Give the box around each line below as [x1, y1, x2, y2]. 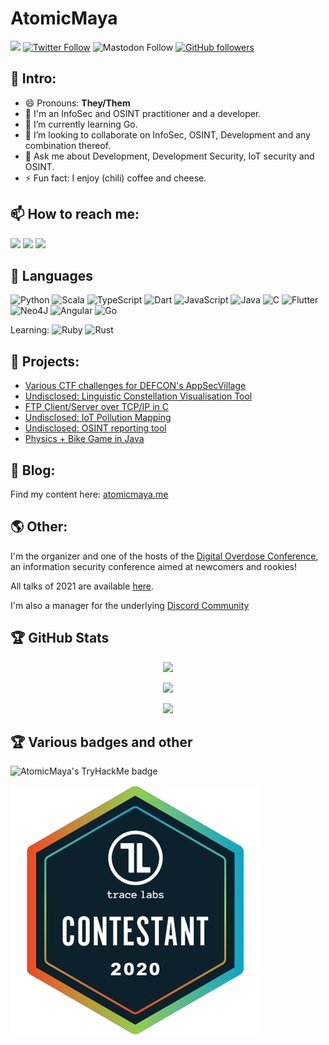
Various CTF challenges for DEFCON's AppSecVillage [24, 380, 247, 392]
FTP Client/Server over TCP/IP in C [24, 401, 170, 413]
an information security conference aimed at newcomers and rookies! [10, 560, 298, 572]
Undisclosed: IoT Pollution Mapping [24, 412, 172, 424]
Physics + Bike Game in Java [24, 433, 145, 445]
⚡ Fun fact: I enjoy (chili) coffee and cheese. [24, 172, 207, 184]
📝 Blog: [10, 462, 56, 479]
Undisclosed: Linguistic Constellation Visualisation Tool [24, 390, 253, 402]
